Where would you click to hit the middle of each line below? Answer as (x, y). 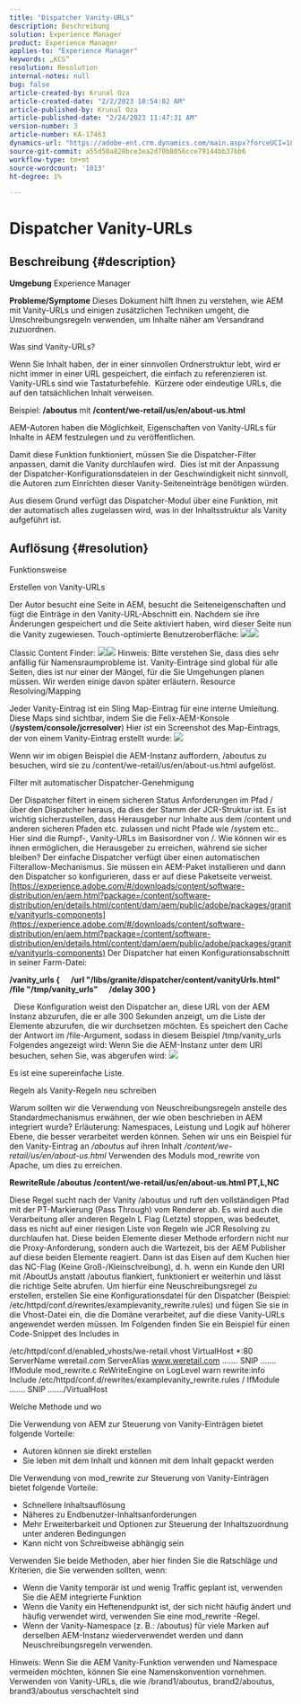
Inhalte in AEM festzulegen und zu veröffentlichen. (103, 438)
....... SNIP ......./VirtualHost (59, 1389)
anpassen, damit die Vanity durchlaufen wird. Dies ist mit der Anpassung (144, 465)
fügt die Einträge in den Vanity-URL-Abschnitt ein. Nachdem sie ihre (134, 614)
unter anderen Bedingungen (74, 1534)
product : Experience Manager (64, 43)
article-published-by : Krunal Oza (74, 110)
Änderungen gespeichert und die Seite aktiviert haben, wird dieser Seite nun (150, 624)
